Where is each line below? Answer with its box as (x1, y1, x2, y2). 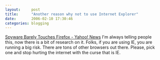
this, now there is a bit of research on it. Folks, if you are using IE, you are (5, 40, 153, 45)
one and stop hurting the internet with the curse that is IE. (5, 50, 121, 56)
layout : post (5, 7, 40, 12)
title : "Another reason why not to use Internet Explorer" (5, 12, 139, 17)
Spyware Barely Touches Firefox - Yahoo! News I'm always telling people (5, 34, 152, 40)
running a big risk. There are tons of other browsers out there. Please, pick (5, 44, 155, 50)
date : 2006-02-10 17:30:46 (5, 16, 73, 21)
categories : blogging (5, 20, 49, 26)
